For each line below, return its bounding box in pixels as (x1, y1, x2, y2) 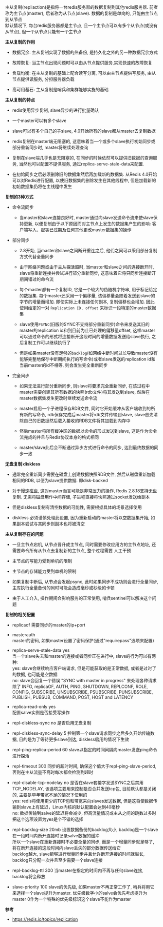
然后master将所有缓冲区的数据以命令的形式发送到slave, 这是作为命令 (19, 428, 157, 434)
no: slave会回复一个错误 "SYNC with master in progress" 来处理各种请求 (12, 678, 157, 683)
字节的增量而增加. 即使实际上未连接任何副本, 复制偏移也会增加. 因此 (19, 299, 155, 304)
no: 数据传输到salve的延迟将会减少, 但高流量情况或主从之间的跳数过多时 (12, 810, 157, 816)
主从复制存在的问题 (5, 531, 44, 537)
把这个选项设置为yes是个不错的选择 (12, 816, 84, 822)
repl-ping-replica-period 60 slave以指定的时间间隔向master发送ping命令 (12, 747, 157, 752)
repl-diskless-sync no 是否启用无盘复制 (12, 720, 91, 725)
